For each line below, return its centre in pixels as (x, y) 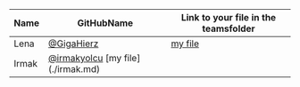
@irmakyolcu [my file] (94, 58)
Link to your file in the (229, 17)
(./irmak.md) (74, 69)
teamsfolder (229, 28)
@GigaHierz (73, 43)
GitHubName (105, 23)
